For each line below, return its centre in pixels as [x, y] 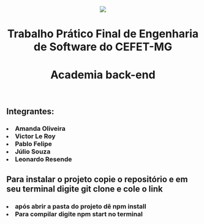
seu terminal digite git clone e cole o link [85, 189]
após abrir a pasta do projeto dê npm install [81, 206]
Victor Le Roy [36, 136]
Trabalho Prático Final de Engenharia [103, 34]
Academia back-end [103, 75]
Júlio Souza [33, 152]
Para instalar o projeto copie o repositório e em [97, 179]
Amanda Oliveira [40, 129]
